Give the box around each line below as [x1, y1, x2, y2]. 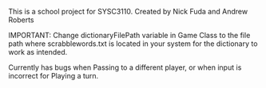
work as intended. [8, 48, 68, 56]
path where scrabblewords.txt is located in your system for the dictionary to [8, 39, 258, 48]
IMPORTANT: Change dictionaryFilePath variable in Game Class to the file [8, 31, 251, 40]
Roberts [8, 15, 34, 25]
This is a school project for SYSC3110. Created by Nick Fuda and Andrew [8, 7, 248, 16]
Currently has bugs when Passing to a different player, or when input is [8, 63, 242, 72]
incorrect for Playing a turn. [8, 71, 99, 80]
